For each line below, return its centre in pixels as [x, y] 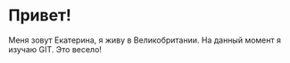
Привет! [40, 16]
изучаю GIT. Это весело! [55, 49]
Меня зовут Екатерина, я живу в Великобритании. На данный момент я [145, 40]
